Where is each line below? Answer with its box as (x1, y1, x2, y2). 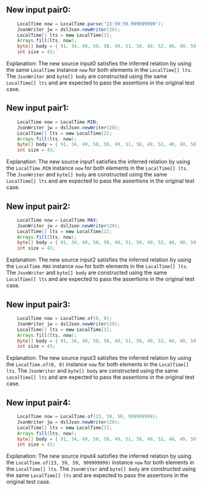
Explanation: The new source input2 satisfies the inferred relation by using (6, 256, 192, 263)
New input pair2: (6, 201, 71, 211)
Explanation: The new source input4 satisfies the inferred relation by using (6, 452, 192, 460)
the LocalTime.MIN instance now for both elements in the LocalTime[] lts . (6, 164, 188, 172)
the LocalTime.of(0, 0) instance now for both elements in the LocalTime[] (6, 361, 189, 368)
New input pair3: (6, 299, 71, 310)
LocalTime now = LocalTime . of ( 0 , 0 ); (17, 315, 112, 321)
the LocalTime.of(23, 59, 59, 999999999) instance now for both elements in (6, 459, 195, 466)
